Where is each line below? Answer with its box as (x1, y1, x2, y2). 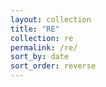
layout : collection (10, 14, 92, 25)
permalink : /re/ (10, 42, 78, 53)
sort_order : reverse (10, 61, 97, 71)
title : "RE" (10, 24, 60, 34)
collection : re (10, 33, 74, 43)
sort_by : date (10, 52, 70, 62)
